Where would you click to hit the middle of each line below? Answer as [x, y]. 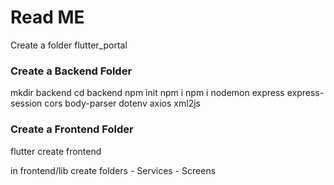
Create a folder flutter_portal [69, 45]
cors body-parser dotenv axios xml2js [122, 103]
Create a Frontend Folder [72, 129]
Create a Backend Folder [71, 71]
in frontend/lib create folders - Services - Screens [113, 170]
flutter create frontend [56, 151]
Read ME [47, 17]
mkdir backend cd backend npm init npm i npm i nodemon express [147, 93]
